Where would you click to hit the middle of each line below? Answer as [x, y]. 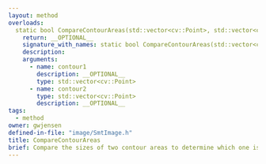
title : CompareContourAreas [55, 140]
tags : [17, 111]
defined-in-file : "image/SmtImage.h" [70, 132]
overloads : [26, 23]
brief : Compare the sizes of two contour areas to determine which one [129, 147]
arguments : [40, 60]
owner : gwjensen [35, 125]
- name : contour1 [58, 67]
